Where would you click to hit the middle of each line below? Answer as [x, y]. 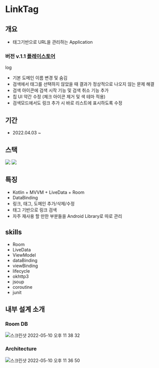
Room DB [17, 324]
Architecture [21, 349]
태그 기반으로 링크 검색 [35, 210]
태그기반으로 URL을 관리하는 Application [52, 42]
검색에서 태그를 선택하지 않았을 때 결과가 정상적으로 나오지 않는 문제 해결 [83, 84]
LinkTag [22, 9]
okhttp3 [21, 276]
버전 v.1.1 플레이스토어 [30, 56]
